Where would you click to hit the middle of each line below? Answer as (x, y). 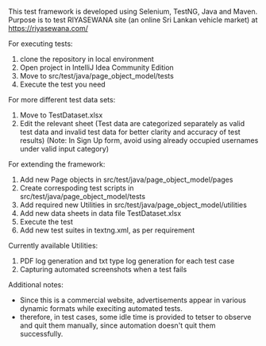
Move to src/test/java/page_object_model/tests (97, 76)
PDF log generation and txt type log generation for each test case (127, 261)
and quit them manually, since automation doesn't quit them (118, 325)
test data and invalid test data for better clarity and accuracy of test (130, 132)
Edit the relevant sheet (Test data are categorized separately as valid (132, 123)
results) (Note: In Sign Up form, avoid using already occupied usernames (139, 140)
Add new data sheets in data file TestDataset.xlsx (100, 213)
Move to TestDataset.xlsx (61, 115)
